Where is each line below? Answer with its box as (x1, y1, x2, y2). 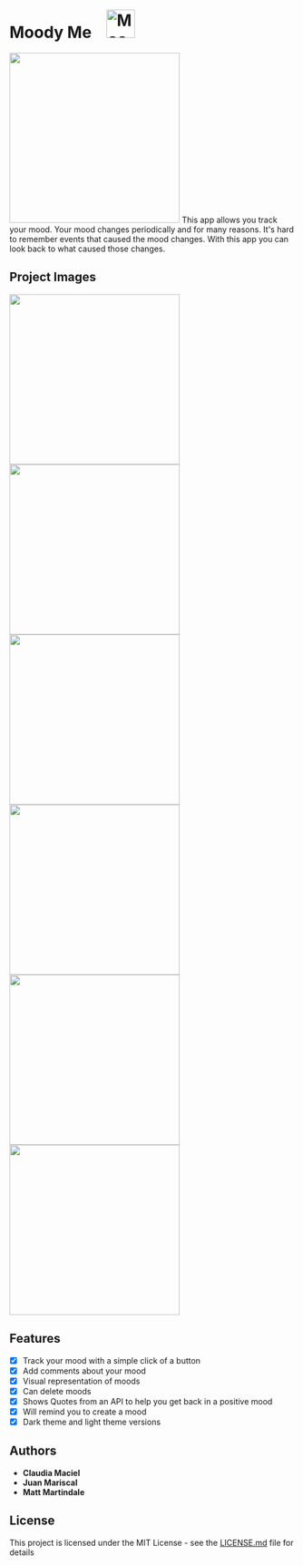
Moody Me (9, 23, 93, 43)
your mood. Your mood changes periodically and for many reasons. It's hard (9, 223, 295, 235)
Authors (9, 1443, 57, 1459)
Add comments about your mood (22, 1365, 147, 1376)
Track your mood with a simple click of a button (22, 1355, 201, 1365)
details (9, 1547, 34, 1558)
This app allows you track (181, 214, 279, 225)
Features (9, 1331, 61, 1346)
